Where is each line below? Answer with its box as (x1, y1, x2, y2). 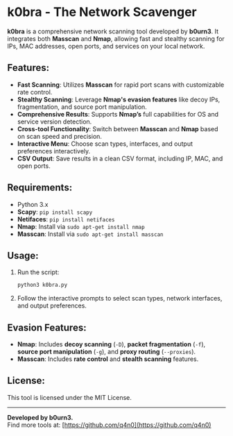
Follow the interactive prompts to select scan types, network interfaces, (17, 294, 223, 303)
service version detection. (17, 117, 92, 126)
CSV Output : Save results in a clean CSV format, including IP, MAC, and (17, 154, 223, 162)
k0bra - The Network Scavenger (7, 4, 198, 20)
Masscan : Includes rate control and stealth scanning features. (17, 355, 199, 363)
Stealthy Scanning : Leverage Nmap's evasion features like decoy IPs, (17, 95, 221, 103)
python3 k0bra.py (17, 282, 68, 289)
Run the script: (17, 268, 60, 276)
